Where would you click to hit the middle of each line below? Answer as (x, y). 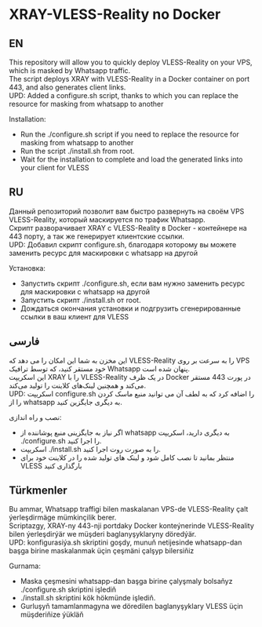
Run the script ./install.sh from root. (77, 151)
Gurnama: (25, 566)
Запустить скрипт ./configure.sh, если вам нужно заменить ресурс (133, 283)
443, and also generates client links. (67, 87)
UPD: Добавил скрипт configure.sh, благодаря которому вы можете (123, 244)
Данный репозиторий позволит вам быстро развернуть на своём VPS (127, 211)
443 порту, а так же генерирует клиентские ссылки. (97, 236)
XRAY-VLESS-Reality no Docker (115, 15)
